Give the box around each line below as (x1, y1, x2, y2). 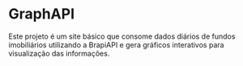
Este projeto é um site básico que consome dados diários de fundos (8, 31, 236, 41)
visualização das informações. (8, 48, 110, 58)
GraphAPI (8, 5, 75, 23)
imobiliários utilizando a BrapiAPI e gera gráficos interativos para (8, 39, 224, 49)
